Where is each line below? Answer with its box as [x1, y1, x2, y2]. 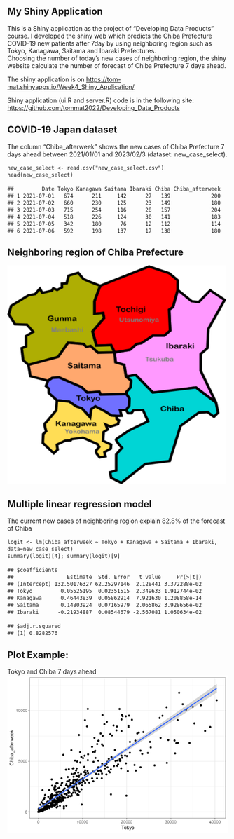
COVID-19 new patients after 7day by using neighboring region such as [7, 39, 212, 48]
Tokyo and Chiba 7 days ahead [7, 667, 97, 676]
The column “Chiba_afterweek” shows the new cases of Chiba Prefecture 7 [7, 142, 225, 151]
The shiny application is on [7, 75, 85, 83]
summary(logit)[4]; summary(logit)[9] [7, 553, 121, 560]
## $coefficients [7, 567, 58, 574]
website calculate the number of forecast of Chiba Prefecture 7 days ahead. [7, 61, 226, 69]
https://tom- [86, 75, 121, 83]
